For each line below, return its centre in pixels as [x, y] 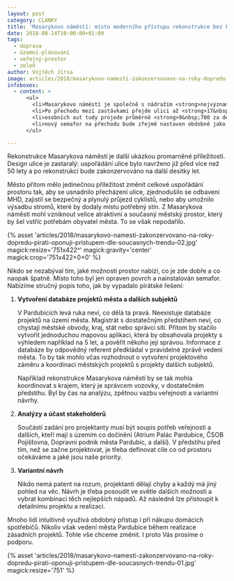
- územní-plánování [42, 53]
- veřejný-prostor [40, 59]
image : [17, 78]
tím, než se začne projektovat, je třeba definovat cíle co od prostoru [114, 450]
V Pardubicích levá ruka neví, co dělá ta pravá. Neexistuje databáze [114, 313]
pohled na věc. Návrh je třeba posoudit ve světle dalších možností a [115, 492]
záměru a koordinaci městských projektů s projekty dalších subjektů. [116, 365]
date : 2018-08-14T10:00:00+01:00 [56, 33]
